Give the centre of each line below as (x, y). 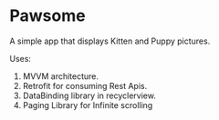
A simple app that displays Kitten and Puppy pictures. (110, 41)
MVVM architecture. (60, 76)
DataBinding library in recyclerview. (89, 95)
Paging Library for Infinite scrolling (88, 105)
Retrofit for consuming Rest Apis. (85, 85)
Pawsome (47, 16)
